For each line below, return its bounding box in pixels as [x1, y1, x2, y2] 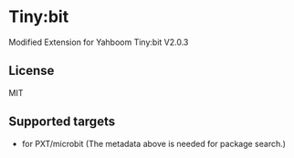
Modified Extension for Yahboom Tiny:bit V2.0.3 [8, 37, 189, 47]
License [8, 63, 55, 79]
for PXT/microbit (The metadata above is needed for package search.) [21, 138, 287, 149]
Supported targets [8, 114, 116, 130]
